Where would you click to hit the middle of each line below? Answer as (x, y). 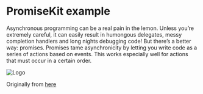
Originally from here (31, 84)
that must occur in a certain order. (49, 60)
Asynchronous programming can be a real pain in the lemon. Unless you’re (100, 28)
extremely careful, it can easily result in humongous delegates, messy (94, 34)
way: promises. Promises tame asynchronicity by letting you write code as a (102, 48)
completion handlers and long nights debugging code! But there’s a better (99, 41)
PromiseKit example (59, 11)
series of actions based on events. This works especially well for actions (97, 54)
